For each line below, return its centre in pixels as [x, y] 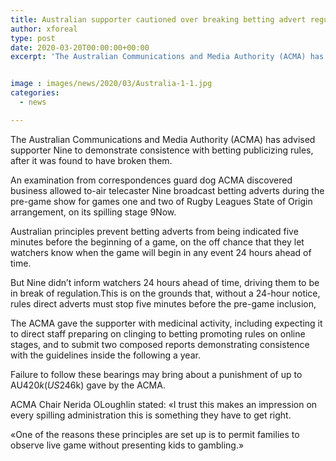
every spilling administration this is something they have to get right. [151, 415]
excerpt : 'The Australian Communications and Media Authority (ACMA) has [167, 57]
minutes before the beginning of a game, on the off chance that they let [157, 242]
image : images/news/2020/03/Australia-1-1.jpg [111, 84]
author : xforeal [44, 29]
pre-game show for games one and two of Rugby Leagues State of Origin [161, 201]
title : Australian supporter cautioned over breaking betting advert [158, 19]
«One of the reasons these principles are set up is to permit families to [155, 434]
